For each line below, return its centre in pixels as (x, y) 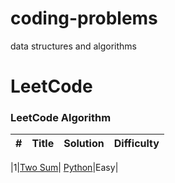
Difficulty (136, 144)
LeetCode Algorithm (61, 118)
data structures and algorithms (73, 46)
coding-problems (84, 18)
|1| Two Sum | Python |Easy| (64, 168)
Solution (84, 144)
